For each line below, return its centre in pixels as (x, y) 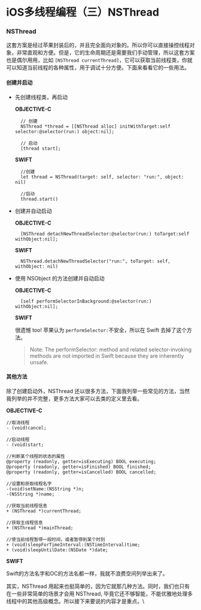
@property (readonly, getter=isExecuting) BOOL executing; (81, 461)
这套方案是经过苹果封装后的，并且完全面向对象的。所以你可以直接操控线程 (98, 45)
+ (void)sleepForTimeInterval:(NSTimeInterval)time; (73, 545)
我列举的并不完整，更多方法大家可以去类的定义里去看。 (74, 398)
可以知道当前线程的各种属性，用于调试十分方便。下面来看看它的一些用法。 (98, 68)
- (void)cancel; (26, 428)
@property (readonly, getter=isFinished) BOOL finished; (79, 467)
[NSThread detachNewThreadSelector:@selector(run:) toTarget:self (105, 234)
